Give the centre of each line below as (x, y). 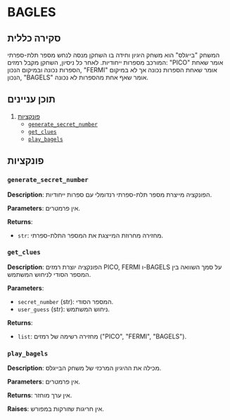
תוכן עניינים (32, 99)
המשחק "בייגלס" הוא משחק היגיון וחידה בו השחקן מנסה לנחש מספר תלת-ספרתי (114, 55)
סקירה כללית (34, 38)
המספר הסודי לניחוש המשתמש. (49, 274)
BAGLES (32, 12)
